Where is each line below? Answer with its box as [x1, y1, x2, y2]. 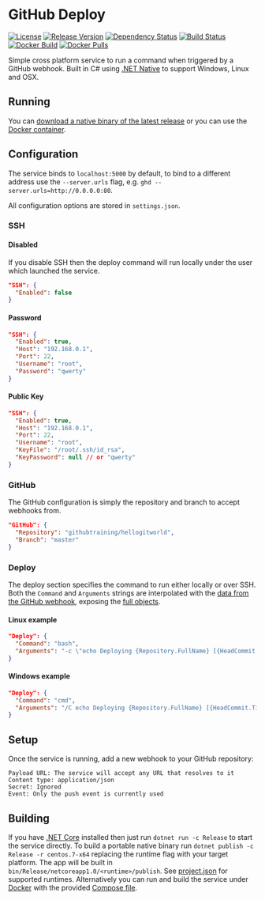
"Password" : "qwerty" [15, 367, 87, 375]
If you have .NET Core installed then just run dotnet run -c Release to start [8, 832, 253, 841]
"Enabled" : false [15, 289, 73, 297]
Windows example [8, 671, 71, 681]
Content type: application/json [8, 777, 114, 785]
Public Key [8, 391, 44, 401]
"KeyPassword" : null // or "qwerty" [15, 453, 136, 462]
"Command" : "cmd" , [15, 696, 77, 705]
